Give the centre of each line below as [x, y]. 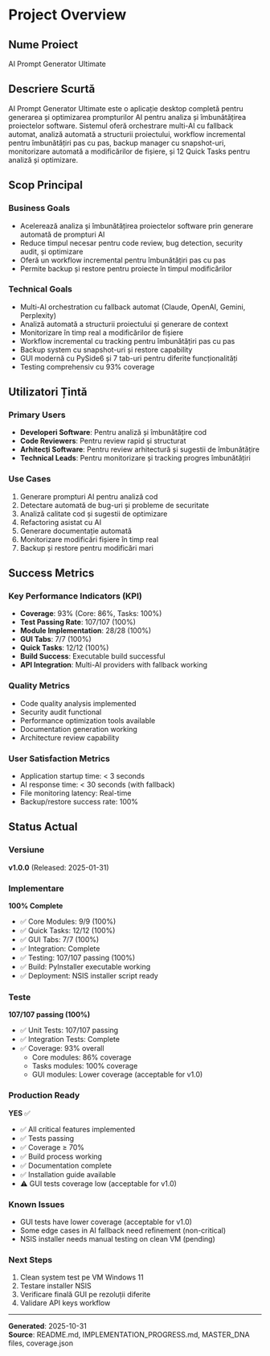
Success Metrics [51, 573]
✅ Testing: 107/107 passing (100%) [78, 958]
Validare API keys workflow [65, 1303]
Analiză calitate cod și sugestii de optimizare [94, 514]
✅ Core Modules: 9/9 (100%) [68, 922]
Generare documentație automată [76, 531]
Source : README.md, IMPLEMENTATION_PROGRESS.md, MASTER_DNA [129, 1335]
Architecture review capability [70, 738]
